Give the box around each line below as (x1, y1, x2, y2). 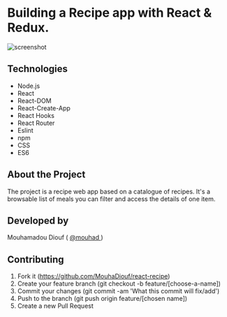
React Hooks (17, 111, 54, 119)
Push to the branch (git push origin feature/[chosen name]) (17, 295, 187, 303)
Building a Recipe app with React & (7, 5, 212, 21)
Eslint (17, 126, 34, 134)
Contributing (7, 253, 64, 265)
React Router (17, 119, 55, 127)
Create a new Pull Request (17, 302, 94, 310)
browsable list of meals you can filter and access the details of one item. (7, 194, 216, 203)
